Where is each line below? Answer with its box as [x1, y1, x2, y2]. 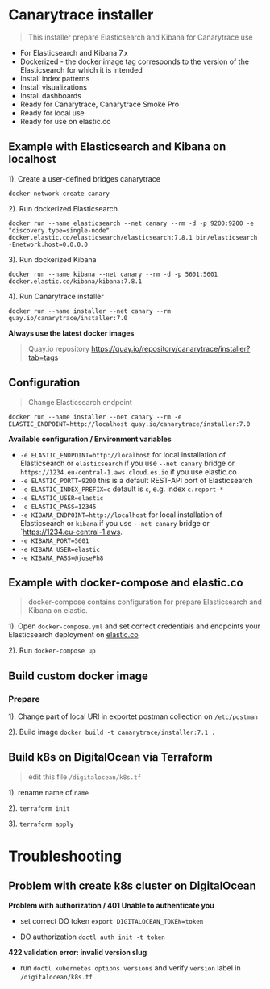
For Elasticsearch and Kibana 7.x [19, 48, 129, 57]
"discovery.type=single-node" [8, 226, 110, 235]
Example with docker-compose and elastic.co [8, 575, 243, 590]
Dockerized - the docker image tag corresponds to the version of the [19, 56, 250, 66]
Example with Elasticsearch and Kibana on [8, 140, 226, 154]
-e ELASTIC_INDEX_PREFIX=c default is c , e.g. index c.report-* [19, 484, 224, 494]
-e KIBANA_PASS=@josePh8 [19, 554, 104, 562]
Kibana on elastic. [27, 606, 88, 616]
